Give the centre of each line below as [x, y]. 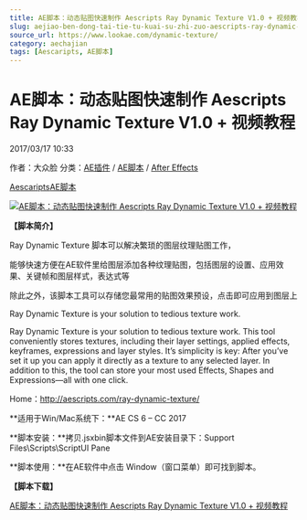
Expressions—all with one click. [69, 380]
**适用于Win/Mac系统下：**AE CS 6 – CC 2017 [98, 419]
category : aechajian [49, 43]
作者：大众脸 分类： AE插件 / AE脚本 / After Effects [104, 168]
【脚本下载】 [33, 486]
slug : [20, 27]
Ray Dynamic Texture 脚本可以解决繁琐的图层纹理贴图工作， [122, 245]
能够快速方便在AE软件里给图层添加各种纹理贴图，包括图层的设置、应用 [143, 265]
